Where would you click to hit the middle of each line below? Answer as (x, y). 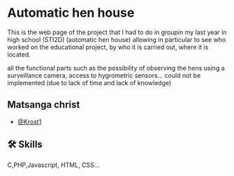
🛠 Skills (25, 145)
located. (19, 54)
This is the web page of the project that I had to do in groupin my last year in (117, 32)
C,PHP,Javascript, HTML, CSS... (53, 165)
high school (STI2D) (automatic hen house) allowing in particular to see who (117, 39)
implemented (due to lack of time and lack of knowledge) (89, 82)
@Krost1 (29, 122)
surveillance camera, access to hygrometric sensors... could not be (104, 75)
